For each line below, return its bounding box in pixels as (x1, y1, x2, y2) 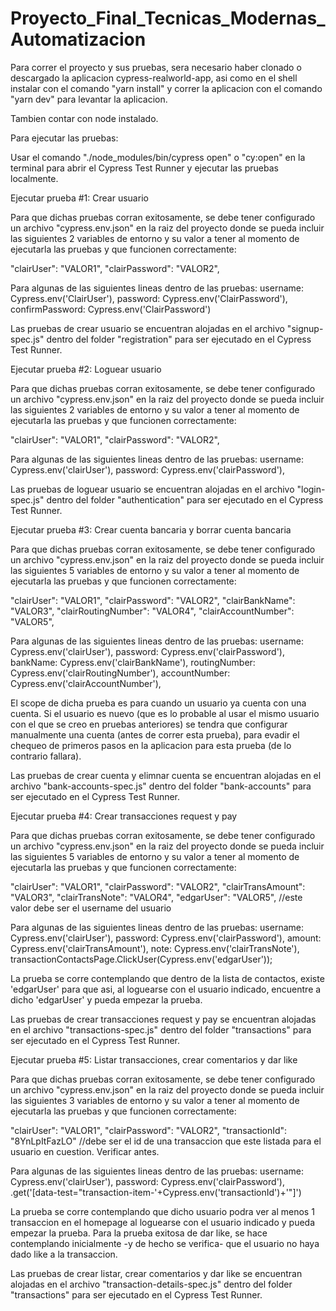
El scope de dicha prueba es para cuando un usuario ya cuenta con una (10, 697, 307, 709)
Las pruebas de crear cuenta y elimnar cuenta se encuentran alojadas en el (10, 769, 322, 781)
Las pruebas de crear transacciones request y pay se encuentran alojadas (10, 1013, 317, 1025)
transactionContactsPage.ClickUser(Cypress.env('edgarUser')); (10, 953, 273, 965)
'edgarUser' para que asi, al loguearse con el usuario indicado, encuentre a (10, 983, 322, 995)
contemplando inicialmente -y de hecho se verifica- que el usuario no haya (10, 1237, 320, 1249)
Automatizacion (10, 28, 147, 51)
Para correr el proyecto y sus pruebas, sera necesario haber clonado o (10, 61, 302, 73)
